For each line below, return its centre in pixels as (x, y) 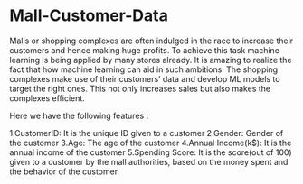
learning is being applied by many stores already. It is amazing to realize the (151, 60)
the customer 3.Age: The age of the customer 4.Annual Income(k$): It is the (151, 143)
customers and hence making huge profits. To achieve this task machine (145, 50)
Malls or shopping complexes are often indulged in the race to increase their (151, 41)
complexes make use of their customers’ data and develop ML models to (145, 78)
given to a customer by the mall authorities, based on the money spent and (149, 161)
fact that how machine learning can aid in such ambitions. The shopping (144, 69)
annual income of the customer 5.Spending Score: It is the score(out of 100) (151, 152)
